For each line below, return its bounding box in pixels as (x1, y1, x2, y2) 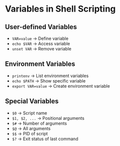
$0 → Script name (12, 110, 47, 116)
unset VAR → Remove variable (12, 46, 72, 51)
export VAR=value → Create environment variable (12, 83, 110, 89)
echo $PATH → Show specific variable (12, 78, 86, 83)
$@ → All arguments (12, 125, 51, 131)
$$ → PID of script (12, 130, 48, 136)
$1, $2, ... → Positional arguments (12, 115, 85, 121)
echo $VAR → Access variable (12, 41, 70, 47)
